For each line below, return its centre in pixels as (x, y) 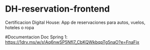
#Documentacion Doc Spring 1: (36, 37)
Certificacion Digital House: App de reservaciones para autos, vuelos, (75, 22)
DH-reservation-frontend (57, 9)
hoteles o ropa (20, 27)
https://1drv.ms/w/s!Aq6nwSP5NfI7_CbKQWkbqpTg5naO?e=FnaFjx (72, 42)
